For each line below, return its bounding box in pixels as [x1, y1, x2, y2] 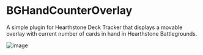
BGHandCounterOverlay [6, 4, 133, 18]
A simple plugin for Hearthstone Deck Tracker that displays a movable [6, 24, 183, 31]
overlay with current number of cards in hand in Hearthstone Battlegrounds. [6, 30, 197, 37]
